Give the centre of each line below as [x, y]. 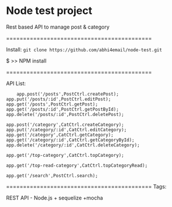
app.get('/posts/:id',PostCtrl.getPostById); [62, 109]
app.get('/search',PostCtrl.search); [52, 176]
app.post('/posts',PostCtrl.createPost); [68, 94]
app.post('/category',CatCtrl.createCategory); [65, 124]
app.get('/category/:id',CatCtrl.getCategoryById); [70, 140]
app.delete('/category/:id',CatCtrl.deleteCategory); [73, 145]
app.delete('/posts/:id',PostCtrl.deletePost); [65, 114]
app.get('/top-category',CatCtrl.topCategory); [65, 155]
